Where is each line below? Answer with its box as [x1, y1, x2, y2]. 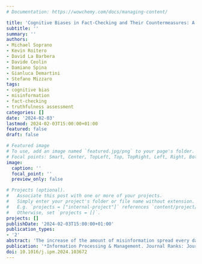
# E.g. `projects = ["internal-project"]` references [6, 204, 149, 210]
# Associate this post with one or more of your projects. [6, 193, 163, 199]
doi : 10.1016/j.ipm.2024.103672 [6, 248, 87, 255]
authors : [6, 37, 28, 43]
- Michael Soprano [6, 42, 52, 48]
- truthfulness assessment [6, 104, 74, 110]
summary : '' [6, 31, 36, 37]
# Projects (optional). [6, 187, 66, 193]
